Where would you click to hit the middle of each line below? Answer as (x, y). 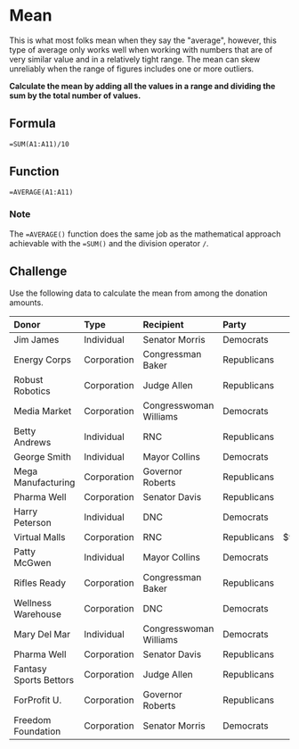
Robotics (32, 391)
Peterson (32, 522)
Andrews (32, 442)
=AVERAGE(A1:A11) (41, 192)
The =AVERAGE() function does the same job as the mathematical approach (145, 234)
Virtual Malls (40, 537)
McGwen (32, 562)
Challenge (38, 272)
